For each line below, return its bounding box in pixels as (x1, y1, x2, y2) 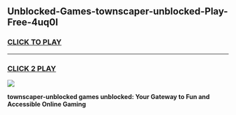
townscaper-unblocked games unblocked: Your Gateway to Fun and (7, 92, 210, 100)
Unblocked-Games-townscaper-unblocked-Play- (7, 6, 228, 17)
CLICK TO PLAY (7, 38, 62, 47)
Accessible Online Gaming (7, 100, 86, 108)
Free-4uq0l (7, 17, 58, 29)
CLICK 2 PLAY (7, 63, 56, 73)
